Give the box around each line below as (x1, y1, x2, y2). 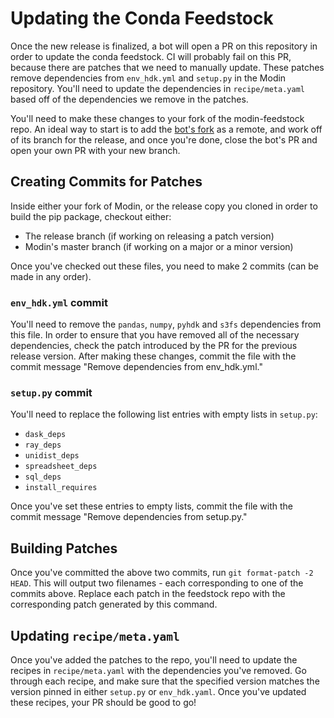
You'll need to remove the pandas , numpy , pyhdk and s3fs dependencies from (10, 318, 322, 331)
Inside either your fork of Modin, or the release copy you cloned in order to (10, 200, 318, 212)
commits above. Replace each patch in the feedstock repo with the (10, 588, 286, 600)
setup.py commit (10, 385, 93, 399)
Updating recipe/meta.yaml (10, 627, 180, 644)
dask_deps (24, 430, 67, 440)
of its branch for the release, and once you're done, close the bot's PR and (10, 133, 318, 146)
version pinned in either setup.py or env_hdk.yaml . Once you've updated (10, 685, 307, 697)
